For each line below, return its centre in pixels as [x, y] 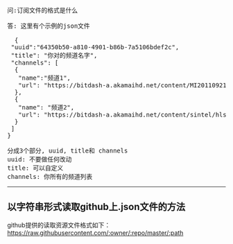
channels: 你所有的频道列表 [50, 176]
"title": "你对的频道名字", [54, 55]
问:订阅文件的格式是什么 [43, 10]
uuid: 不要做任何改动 [40, 159]
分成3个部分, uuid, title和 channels [68, 151]
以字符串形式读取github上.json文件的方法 [96, 207]
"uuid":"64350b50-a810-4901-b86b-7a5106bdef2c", [95, 47]
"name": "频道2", [46, 107]
